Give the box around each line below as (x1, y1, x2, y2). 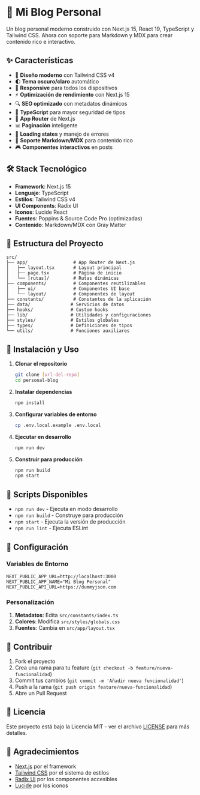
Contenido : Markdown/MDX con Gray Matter (14, 221, 127, 228)
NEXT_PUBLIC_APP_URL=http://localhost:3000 (6, 573, 117, 579)
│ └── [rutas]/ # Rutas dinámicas (6, 276, 119, 282)
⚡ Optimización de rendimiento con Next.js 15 (14, 91, 130, 98)
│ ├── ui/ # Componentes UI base (6, 286, 130, 292)
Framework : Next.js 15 (14, 183, 71, 190)
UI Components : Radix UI (14, 202, 78, 209)
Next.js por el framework (14, 763, 77, 770)
